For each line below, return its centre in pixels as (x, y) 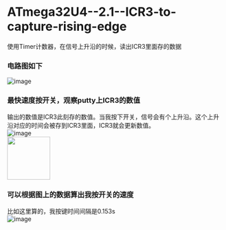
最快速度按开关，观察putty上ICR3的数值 (74, 100)
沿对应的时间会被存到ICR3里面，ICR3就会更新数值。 (81, 125)
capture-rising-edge (67, 26)
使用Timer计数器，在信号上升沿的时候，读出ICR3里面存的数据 (94, 46)
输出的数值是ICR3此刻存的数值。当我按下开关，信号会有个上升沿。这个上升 (113, 117)
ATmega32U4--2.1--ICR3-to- (92, 12)
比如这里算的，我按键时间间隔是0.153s (61, 211)
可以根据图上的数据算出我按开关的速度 (70, 195)
